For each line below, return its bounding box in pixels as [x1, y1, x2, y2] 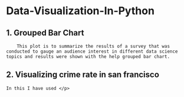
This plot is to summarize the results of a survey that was [17, 43, 170, 49]
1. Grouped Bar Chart [6, 28, 84, 38]
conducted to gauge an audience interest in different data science [6, 48, 178, 54]
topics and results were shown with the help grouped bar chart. [6, 54, 170, 60]
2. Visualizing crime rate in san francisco [6, 70, 159, 80]
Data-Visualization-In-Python [6, 4, 155, 18]
